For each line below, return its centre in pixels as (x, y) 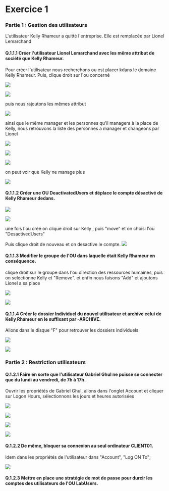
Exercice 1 (27, 9)
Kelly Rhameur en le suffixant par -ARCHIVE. (53, 319)
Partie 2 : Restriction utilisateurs (45, 362)
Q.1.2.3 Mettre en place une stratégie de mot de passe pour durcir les (79, 478)
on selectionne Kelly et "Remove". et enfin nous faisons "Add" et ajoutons (81, 278)
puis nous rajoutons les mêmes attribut (46, 104)
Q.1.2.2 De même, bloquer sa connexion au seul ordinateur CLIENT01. (79, 446)
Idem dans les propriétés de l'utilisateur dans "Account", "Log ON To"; (78, 457)
